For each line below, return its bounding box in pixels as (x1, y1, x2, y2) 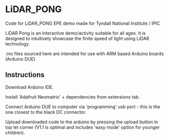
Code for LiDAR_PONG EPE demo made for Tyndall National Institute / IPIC (5, 20, 160, 26)
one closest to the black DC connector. (5, 109, 87, 115)
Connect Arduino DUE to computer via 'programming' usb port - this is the (5, 104, 160, 110)
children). (5, 129, 25, 135)
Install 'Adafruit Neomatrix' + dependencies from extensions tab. (5, 94, 140, 100)
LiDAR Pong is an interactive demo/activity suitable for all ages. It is (5, 30, 146, 36)
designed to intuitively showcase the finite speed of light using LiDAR (5, 35, 149, 41)
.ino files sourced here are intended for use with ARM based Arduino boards (5, 51, 164, 57)
